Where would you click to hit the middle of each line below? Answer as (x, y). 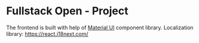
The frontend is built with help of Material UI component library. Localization (100, 27)
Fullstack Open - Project (67, 11)
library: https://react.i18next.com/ (47, 33)
